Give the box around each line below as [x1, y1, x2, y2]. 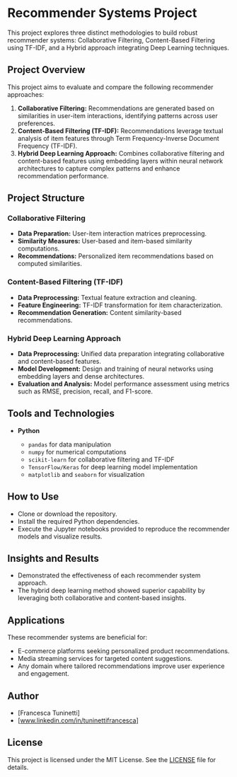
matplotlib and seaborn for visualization [28, 470, 145, 478]
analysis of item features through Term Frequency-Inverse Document [17, 134, 219, 142]
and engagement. [17, 669, 69, 678]
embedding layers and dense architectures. [17, 372, 145, 381]
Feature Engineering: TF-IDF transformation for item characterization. [17, 301, 223, 309]
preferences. [17, 119, 55, 127]
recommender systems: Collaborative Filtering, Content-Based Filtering [7, 35, 215, 44]
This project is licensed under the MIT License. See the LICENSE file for [7, 755, 216, 764]
